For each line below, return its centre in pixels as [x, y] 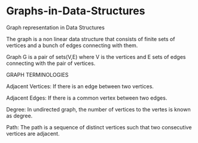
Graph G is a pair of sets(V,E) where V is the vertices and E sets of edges [96, 57]
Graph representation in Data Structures [55, 27]
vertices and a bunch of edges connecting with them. [72, 45]
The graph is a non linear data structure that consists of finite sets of [91, 39]
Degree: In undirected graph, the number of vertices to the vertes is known [98, 109]
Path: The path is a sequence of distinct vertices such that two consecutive [99, 127]
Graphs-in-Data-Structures [76, 11]
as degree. [19, 116]
